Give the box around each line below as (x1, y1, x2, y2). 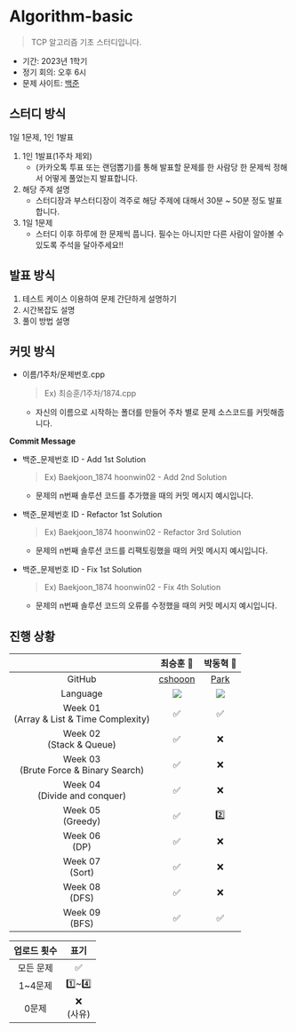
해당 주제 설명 (21, 184, 70, 195)
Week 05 (62, 804, 101, 817)
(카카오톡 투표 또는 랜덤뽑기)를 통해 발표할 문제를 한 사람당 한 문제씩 (35, 162, 271, 172)
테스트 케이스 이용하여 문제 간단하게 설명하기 (21, 293, 178, 304)
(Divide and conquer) (36, 789, 127, 802)
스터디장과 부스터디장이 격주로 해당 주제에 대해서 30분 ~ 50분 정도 (35, 195, 267, 205)
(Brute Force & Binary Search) (19, 764, 145, 777)
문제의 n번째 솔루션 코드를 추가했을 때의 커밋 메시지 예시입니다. (35, 491, 254, 501)
